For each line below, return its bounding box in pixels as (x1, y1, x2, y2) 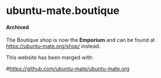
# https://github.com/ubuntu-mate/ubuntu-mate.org (6, 65, 130, 72)
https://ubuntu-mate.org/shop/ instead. (6, 42, 101, 50)
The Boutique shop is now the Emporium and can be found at (6, 37, 155, 44)
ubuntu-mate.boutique (6, 4, 120, 17)
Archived (6, 23, 29, 30)
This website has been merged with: (6, 54, 94, 61)
